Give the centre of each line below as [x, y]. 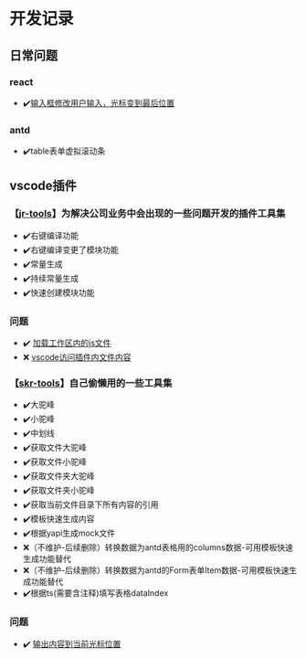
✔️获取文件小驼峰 [54, 462]
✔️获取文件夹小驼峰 [58, 491]
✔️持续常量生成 [51, 278]
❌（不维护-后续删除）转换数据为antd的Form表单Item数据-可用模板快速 [156, 570]
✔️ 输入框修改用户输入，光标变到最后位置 [99, 102]
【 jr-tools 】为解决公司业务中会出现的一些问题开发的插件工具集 [148, 214]
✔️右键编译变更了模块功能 [70, 249]
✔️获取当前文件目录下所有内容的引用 [90, 504]
